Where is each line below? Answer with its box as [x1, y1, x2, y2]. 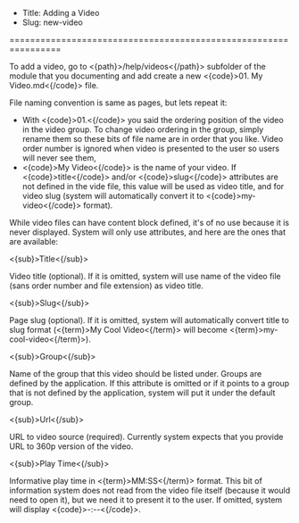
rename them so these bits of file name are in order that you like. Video [21, 134, 284, 144]
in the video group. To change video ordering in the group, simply [21, 124, 264, 135]
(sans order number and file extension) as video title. [9, 280, 203, 291]
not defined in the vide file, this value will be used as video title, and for [21, 181, 285, 191]
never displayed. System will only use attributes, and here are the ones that [9, 227, 286, 237]
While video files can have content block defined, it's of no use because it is [9, 218, 290, 228]
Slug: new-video [21, 17, 83, 28]
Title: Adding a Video [21, 8, 100, 18]
